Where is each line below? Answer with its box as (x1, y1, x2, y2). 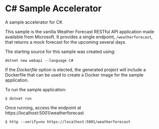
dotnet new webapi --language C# (5, 58, 74, 63)
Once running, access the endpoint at (5, 104, 81, 110)
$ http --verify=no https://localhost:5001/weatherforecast (5, 119, 131, 124)
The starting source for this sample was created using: (5, 49, 116, 54)
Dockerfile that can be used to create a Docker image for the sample (5, 72, 144, 77)
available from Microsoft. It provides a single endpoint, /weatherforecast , (5, 34, 153, 40)
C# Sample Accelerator (5, 3, 102, 14)
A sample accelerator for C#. (5, 19, 64, 25)
